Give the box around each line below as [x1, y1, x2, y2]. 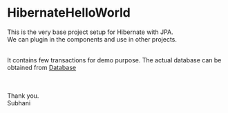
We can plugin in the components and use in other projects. [7, 35, 178, 43]
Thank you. [7, 92, 39, 100]
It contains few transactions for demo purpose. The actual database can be [7, 55, 222, 64]
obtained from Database [7, 63, 77, 71]
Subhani [7, 98, 31, 107]
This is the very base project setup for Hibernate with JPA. [7, 28, 174, 36]
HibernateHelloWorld [7, 5, 131, 21]
